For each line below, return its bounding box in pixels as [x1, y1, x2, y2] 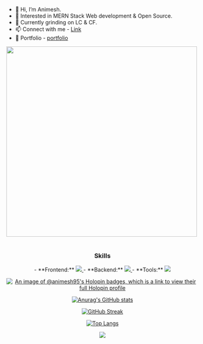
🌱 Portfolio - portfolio [15, 34, 68, 41]
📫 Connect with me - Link [15, 26, 82, 33]
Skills [94, 251, 111, 260]
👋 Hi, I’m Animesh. [15, 6, 62, 13]
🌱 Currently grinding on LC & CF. [15, 19, 98, 26]
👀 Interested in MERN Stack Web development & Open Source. [15, 12, 173, 19]
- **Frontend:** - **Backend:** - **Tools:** [34, 266, 163, 273]
